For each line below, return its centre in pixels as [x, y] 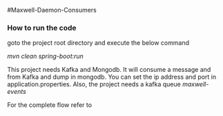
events [17, 92]
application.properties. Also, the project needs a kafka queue [94, 84]
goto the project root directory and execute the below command [98, 43]
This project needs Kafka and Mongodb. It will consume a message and [109, 70]
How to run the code [42, 28]
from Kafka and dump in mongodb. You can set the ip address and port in [112, 77]
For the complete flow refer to [49, 105]
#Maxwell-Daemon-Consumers [52, 10]
